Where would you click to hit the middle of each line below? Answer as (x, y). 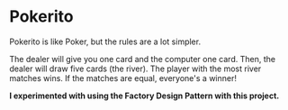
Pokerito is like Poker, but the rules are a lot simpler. (105, 41)
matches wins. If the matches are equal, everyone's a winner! (123, 78)
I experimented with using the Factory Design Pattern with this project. (144, 96)
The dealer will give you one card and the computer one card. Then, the (143, 59)
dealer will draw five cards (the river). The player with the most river (135, 69)
